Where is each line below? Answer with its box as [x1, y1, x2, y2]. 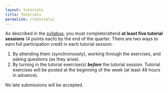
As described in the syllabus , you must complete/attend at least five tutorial [5, 31, 163, 37]
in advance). [12, 72, 39, 78]
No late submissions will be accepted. [5, 82, 84, 88]
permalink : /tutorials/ [5, 17, 55, 22]
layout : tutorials [5, 7, 44, 13]
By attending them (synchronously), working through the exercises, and [12, 51, 161, 57]
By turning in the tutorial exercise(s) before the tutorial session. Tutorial [12, 61, 160, 68]
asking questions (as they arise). [12, 56, 80, 62]
